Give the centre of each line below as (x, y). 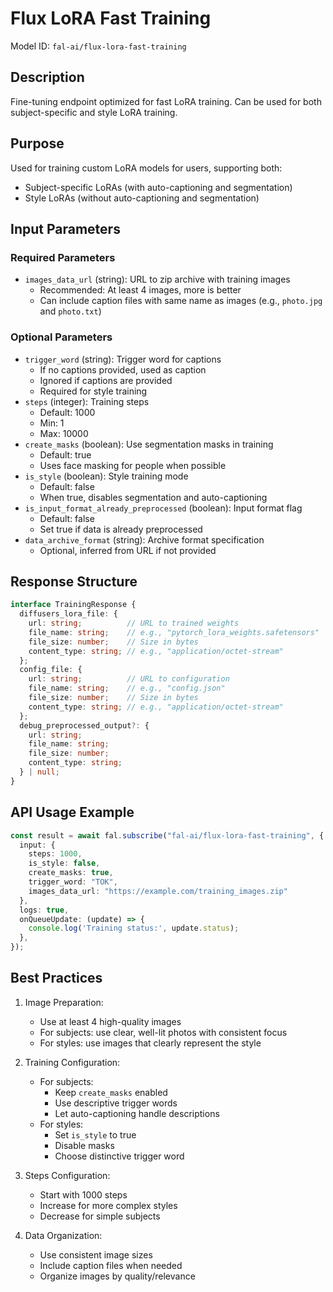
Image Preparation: (64, 1002)
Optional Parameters (61, 337)
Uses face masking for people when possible (133, 465)
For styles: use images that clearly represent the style (150, 1043)
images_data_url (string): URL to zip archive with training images (157, 279)
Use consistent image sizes (96, 1254)
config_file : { (51, 670)
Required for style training (93, 391)
